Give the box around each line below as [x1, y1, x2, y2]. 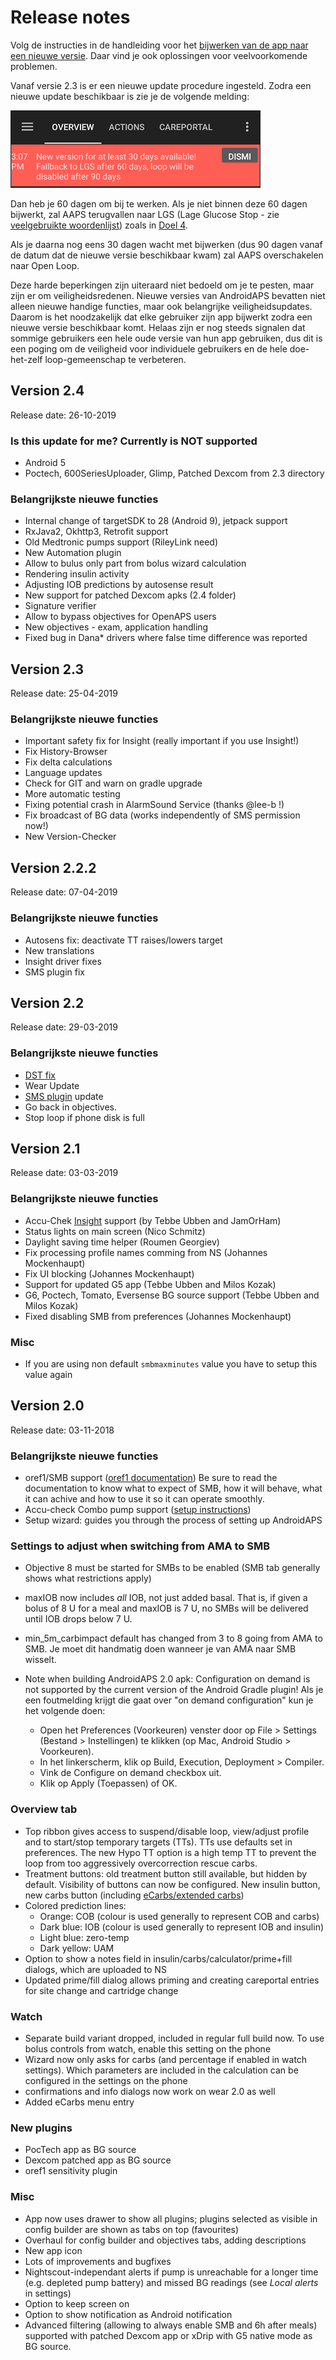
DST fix [24, 1069, 57, 1081]
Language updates [24, 767, 103, 779]
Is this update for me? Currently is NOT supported [10, 434, 258, 448]
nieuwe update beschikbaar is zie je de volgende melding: [10, 90, 250, 102]
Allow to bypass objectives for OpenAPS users [24, 611, 217, 623]
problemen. [10, 60, 58, 72]
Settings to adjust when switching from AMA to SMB [10, 1539, 270, 1553]
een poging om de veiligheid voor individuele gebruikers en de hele [10, 342, 288, 355]
